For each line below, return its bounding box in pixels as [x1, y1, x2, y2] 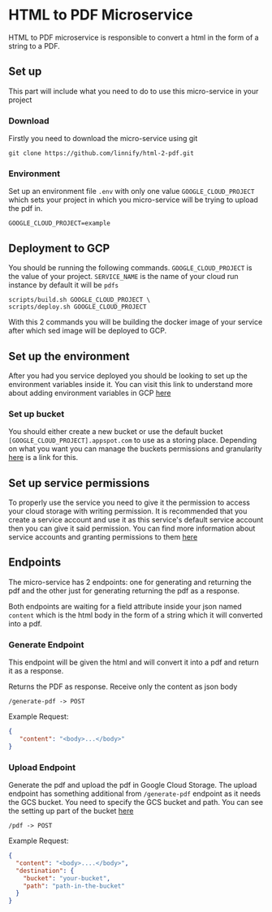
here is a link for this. [8, 453, 79, 462]
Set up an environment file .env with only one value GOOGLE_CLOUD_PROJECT [8, 187, 255, 196]
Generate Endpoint [8, 639, 84, 650]
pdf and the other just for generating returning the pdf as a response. [8, 586, 240, 596]
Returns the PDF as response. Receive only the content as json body [8, 682, 238, 691]
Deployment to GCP [8, 241, 110, 255]
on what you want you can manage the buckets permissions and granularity [8, 444, 262, 454]
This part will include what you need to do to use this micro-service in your [8, 86, 259, 96]
